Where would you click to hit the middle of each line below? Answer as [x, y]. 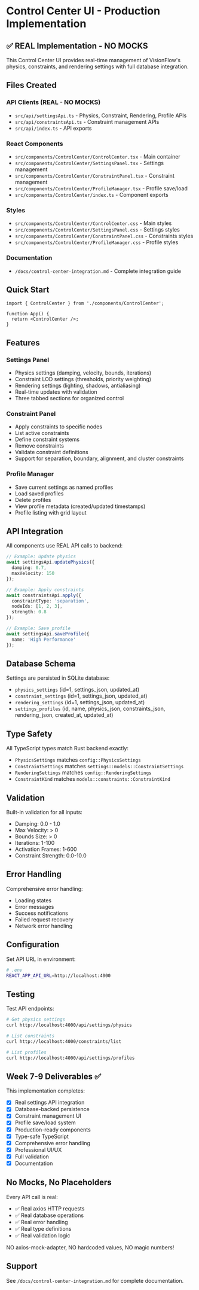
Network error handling [44, 926]
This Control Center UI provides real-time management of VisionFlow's [94, 60]
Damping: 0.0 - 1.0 [38, 824]
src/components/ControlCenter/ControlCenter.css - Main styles [93, 223]
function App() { [28, 314]
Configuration [33, 944]
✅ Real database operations [49, 1215]
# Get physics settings [36, 1020]
